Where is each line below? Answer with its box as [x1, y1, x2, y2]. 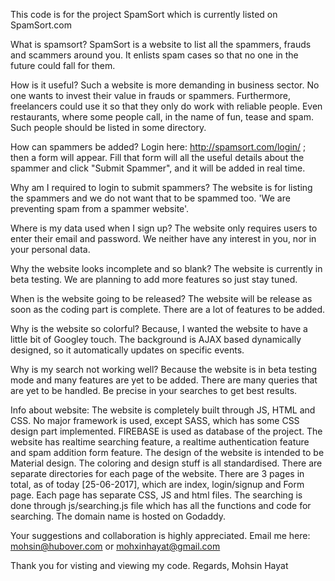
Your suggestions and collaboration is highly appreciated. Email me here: [10, 530, 311, 541]
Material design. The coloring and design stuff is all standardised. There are [10, 457, 323, 469]
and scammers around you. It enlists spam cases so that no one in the [10, 49, 299, 61]
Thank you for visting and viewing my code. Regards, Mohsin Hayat [10, 560, 289, 571]
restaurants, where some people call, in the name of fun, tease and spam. [10, 111, 314, 123]
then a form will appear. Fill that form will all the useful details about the [10, 152, 305, 163]
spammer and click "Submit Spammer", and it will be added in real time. [10, 162, 306, 174]
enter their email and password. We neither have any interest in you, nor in [10, 233, 317, 244]
